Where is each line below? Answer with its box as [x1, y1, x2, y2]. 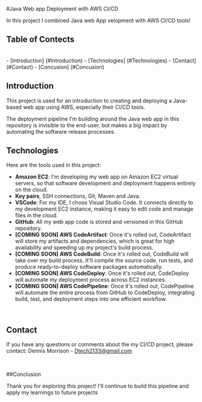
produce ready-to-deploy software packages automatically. [14, 263, 163, 271]
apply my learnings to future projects [6, 389, 98, 396]
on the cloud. [14, 186, 48, 193]
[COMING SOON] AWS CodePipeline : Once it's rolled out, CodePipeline [14, 283, 194, 290]
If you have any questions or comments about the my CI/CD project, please [6, 341, 194, 348]
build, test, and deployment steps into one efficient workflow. [14, 295, 167, 303]
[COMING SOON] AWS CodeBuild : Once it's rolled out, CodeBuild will [14, 251, 189, 258]
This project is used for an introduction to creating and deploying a [6, 97, 172, 104]
